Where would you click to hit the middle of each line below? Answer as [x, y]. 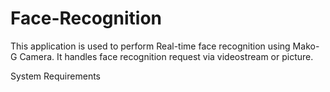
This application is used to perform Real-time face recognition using [150, 46]
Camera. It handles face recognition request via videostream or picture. [166, 56]
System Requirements [55, 76]
